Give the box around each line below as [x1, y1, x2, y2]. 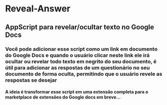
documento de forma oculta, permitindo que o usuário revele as [5, 70, 163, 77]
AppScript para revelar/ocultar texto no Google [5, 23, 155, 31]
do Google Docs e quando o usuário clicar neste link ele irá [5, 52, 150, 59]
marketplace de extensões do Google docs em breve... [5, 94, 121, 100]
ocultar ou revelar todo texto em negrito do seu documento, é [5, 58, 157, 65]
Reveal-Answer [5, 3, 71, 14]
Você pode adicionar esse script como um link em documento [5, 45, 158, 52]
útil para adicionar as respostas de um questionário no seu [5, 64, 150, 71]
